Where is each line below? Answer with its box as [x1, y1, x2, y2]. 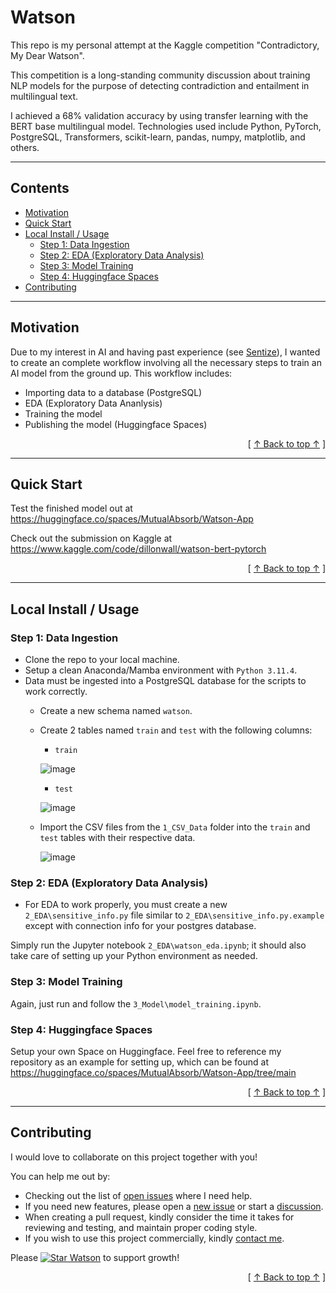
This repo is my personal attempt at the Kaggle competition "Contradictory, [10, 39, 320, 51]
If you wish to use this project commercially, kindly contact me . [24, 1232, 285, 1244]
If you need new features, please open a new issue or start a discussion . [24, 1200, 324, 1212]
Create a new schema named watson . [39, 705, 193, 717]
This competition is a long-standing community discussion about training [10, 69, 311, 81]
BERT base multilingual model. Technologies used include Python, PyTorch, [10, 120, 322, 132]
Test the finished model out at [10, 502, 133, 515]
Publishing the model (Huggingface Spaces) [24, 418, 208, 430]
